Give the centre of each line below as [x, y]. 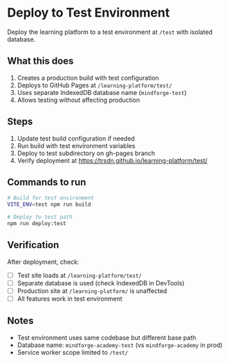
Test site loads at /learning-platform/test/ [79, 275]
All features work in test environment [70, 299]
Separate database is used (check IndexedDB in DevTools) [101, 283]
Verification [33, 245]
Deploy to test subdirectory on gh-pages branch [86, 153]
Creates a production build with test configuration [88, 78]
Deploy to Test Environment [89, 13]
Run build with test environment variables [76, 145]
